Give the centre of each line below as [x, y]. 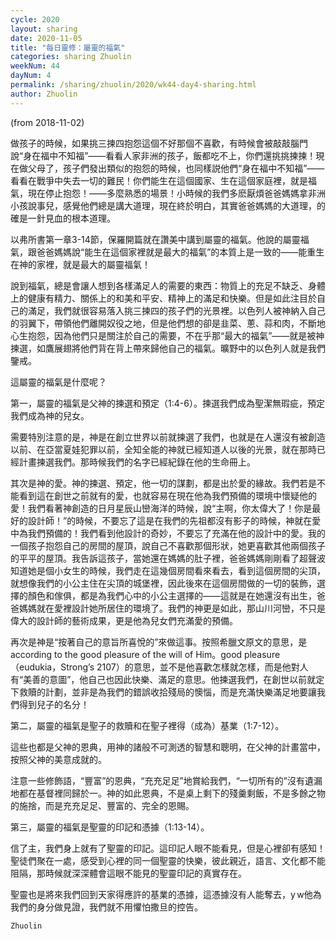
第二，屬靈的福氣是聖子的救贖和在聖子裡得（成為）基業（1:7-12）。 [147, 725]
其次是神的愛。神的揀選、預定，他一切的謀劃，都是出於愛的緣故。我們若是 [163, 483]
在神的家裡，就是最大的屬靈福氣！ [80, 264]
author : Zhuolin [44, 94]
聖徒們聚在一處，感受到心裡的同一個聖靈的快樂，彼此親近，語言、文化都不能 [168, 860]
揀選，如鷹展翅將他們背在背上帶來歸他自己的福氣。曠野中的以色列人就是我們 [168, 348]
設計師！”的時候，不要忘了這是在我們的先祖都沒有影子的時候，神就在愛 [174, 520]
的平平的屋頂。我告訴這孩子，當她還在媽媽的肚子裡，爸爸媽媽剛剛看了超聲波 [168, 558]
